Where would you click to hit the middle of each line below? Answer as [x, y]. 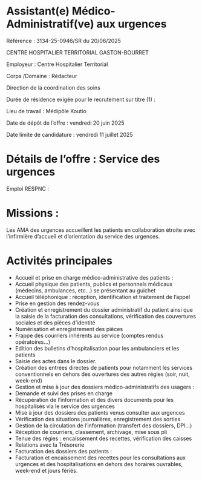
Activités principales [60, 261]
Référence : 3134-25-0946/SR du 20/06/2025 [64, 41]
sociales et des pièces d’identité [55, 323]
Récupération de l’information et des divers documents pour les [94, 399]
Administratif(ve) [50, 24]
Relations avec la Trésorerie [50, 445]
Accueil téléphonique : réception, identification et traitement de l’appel [103, 297]
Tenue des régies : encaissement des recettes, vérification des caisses [103, 438]
